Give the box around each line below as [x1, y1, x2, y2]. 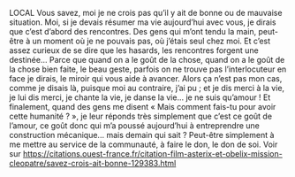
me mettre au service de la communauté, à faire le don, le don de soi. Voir [9, 139, 278, 150]
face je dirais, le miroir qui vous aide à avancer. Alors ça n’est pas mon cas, [9, 73, 283, 83]
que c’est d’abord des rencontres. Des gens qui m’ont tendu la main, [9, 27, 257, 36]
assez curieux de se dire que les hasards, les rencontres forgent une [9, 45, 259, 56]
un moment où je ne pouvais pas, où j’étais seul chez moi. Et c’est [32, 35, 271, 46]
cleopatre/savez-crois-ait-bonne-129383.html [9, 158, 177, 168]
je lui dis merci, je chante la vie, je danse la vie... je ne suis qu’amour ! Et [9, 92, 271, 103]
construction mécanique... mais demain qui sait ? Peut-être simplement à [9, 130, 275, 140]
